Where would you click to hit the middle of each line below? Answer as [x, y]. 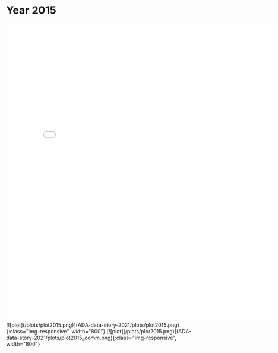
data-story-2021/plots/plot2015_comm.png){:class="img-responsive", [91, 338]
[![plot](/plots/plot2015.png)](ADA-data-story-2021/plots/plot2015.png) [93, 325]
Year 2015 [31, 10]
